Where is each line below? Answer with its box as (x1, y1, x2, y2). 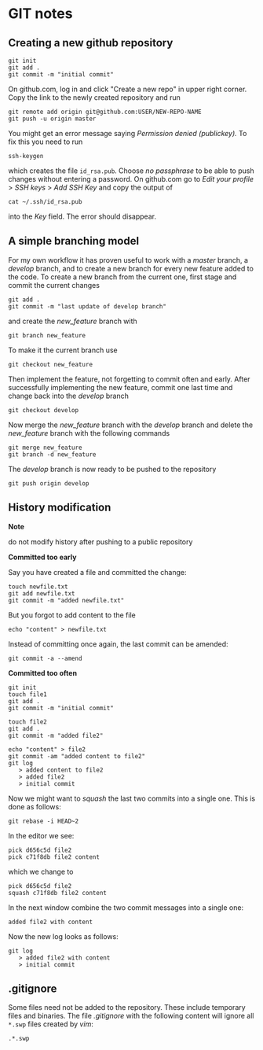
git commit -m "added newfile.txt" (8, 596, 125, 604)
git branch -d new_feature (8, 450, 97, 459)
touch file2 (8, 717, 47, 726)
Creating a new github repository (8, 36, 174, 50)
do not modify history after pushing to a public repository (8, 536, 193, 547)
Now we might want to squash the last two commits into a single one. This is (8, 794, 256, 803)
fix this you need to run (8, 137, 83, 146)
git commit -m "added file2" (8, 731, 104, 739)
